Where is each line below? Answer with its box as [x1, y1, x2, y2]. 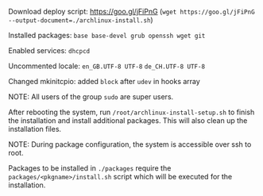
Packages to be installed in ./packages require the [8, 163, 172, 173]
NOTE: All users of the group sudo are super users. [8, 92, 174, 102]
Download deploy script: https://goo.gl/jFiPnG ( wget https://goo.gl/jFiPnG [8, 7, 256, 16]
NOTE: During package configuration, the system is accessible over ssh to [8, 140, 252, 149]
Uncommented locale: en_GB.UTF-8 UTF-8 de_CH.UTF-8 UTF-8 [8, 61, 205, 71]
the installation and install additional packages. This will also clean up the [8, 116, 248, 125]
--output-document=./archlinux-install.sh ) [8, 15, 153, 25]
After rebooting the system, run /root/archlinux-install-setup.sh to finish [8, 107, 255, 117]
